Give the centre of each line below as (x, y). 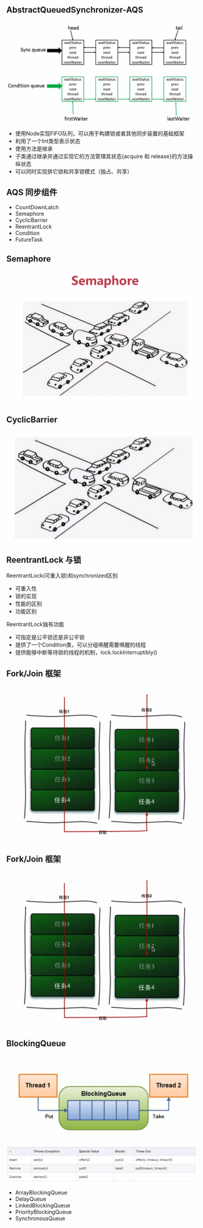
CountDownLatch (37, 207)
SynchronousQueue (40, 1218)
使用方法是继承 (34, 148)
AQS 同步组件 (32, 192)
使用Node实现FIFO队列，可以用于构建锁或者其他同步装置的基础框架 (100, 133)
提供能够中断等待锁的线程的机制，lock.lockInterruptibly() (86, 653)
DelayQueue (31, 1199)
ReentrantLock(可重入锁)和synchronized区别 (62, 576)
